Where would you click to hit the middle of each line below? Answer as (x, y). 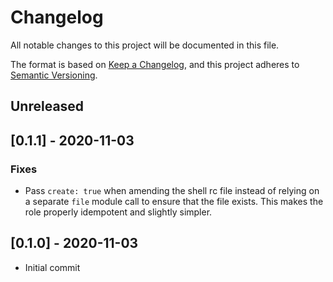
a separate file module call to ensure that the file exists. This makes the (174, 202)
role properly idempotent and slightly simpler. (118, 212)
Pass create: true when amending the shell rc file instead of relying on (172, 191)
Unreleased (47, 106)
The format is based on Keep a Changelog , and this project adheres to (155, 64)
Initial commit (52, 267)
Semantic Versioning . (54, 75)
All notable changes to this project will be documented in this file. (145, 45)
